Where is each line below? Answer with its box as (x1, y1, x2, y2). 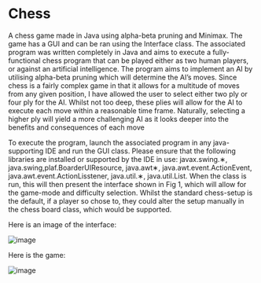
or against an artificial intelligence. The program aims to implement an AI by (8, 64, 253, 73)
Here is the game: (8, 250, 66, 259)
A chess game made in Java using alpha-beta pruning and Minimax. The (8, 31, 243, 40)
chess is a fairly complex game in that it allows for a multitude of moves (8, 80, 240, 90)
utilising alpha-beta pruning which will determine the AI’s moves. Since (8, 72, 237, 82)
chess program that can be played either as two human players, (42, 56, 249, 65)
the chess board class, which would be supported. (8, 204, 172, 214)
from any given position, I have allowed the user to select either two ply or (8, 89, 248, 98)
